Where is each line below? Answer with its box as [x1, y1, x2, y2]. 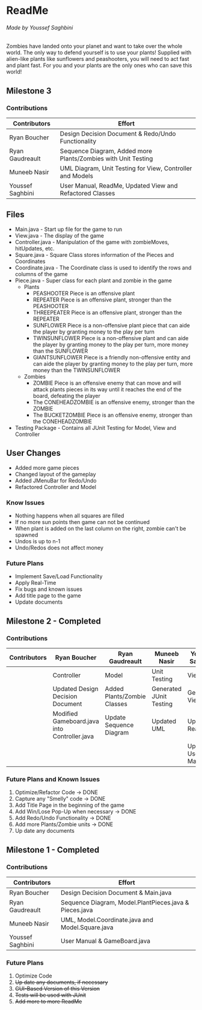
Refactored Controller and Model [14, 483, 96, 490]
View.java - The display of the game [14, 232, 104, 239]
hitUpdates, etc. [14, 245, 55, 252]
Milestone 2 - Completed [6, 616, 101, 626]
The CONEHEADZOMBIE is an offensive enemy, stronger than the [32, 399, 195, 406]
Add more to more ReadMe [14, 998, 82, 1005]
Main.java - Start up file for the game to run [14, 226, 123, 233]
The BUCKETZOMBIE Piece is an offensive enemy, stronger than [32, 411, 193, 418]
